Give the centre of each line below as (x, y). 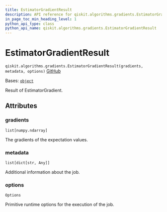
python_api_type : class (30, 24)
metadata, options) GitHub (33, 71)
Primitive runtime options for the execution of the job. (60, 205)
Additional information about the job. (43, 172)
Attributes (21, 106)
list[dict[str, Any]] (28, 163)
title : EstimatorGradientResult (39, 10)
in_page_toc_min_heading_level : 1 (41, 19)
